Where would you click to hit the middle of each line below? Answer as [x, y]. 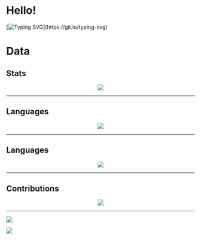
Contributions [33, 188]
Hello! [21, 10]
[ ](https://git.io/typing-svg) [57, 27]
